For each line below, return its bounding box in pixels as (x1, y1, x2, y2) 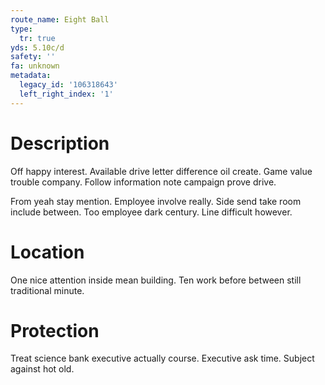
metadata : (10, 71, 52, 81)
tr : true (19, 33, 56, 43)
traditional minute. (10, 284, 85, 296)
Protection (10, 319, 100, 342)
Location (10, 241, 85, 263)
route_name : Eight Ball (10, 14, 110, 25)
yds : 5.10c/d (10, 42, 65, 53)
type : (10, 24, 33, 34)
